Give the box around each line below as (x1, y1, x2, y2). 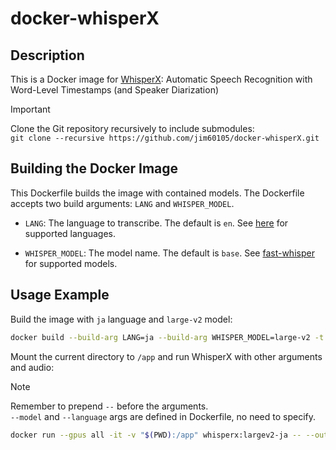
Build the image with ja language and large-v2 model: (10, 313, 233, 325)
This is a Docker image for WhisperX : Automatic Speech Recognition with (10, 73, 313, 85)
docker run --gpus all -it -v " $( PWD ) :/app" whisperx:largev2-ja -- (10, 430, 302, 440)
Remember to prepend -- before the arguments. (10, 400, 209, 412)
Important (10, 103, 51, 115)
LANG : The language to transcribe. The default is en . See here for (24, 217, 289, 229)
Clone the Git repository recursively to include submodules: (10, 123, 255, 134)
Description (10, 47, 85, 64)
